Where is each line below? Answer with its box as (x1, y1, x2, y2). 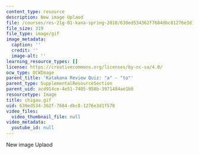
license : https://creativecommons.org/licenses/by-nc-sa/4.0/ (6, 64, 163, 70)
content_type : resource (6, 8, 65, 15)
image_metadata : (6, 36, 46, 42)
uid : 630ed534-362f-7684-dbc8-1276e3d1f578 (6, 102, 115, 109)
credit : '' (11, 48, 38, 54)
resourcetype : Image (6, 92, 57, 98)
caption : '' (11, 42, 41, 48)
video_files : (6, 108, 38, 114)
